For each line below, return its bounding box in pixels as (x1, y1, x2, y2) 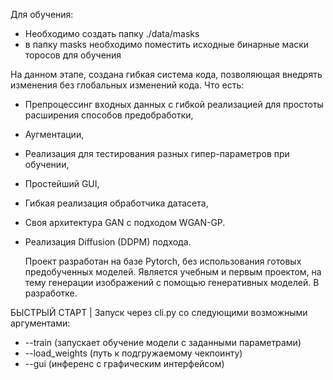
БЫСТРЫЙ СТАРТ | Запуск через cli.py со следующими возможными (10, 307, 308, 318)
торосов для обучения (24, 49, 122, 61)
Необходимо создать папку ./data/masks (24, 28, 200, 39)
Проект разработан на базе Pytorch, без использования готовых (24, 255, 302, 267)
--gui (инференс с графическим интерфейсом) (24, 358, 225, 369)
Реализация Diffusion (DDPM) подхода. (24, 236, 192, 248)
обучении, (24, 159, 70, 170)
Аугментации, (24, 129, 85, 140)
